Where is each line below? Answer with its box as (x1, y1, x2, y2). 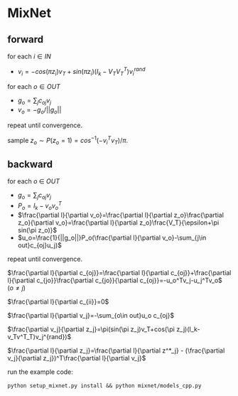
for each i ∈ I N (7, 52, 52, 60)
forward (7, 33, 44, 46)
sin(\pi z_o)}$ (17, 225, 58, 234)
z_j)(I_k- (176, 325, 200, 333)
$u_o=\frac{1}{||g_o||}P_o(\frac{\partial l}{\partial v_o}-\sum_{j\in (17, 233, 207, 242)
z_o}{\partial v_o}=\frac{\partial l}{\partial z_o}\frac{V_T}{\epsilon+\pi (17, 218, 220, 227)
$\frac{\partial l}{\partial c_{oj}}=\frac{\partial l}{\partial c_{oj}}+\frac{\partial (7, 268, 232, 277)
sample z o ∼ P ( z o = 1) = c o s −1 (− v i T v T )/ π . (7, 135, 129, 146)
